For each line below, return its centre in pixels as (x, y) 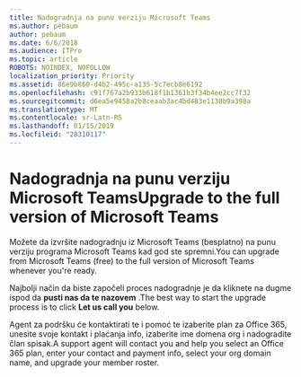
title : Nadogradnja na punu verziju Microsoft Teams (110, 18)
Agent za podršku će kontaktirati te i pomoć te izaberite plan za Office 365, (148, 324)
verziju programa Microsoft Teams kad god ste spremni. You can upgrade (145, 251)
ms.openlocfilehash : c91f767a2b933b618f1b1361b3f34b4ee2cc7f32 (130, 92)
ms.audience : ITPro (46, 51)
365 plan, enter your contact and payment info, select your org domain (140, 353)
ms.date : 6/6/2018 (44, 43)
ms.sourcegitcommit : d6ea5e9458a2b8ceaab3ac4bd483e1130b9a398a (130, 101)
